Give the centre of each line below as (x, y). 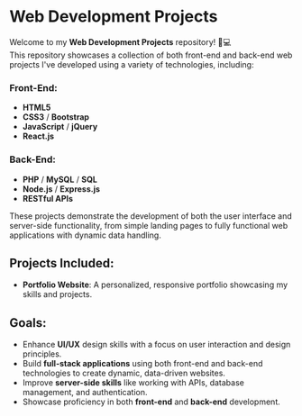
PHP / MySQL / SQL (59, 179)
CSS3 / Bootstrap (56, 117)
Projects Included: (62, 263)
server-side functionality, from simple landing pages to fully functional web (149, 225)
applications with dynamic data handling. (86, 235)
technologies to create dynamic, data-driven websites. (124, 373)
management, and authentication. (85, 393)
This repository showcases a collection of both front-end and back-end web (151, 55)
